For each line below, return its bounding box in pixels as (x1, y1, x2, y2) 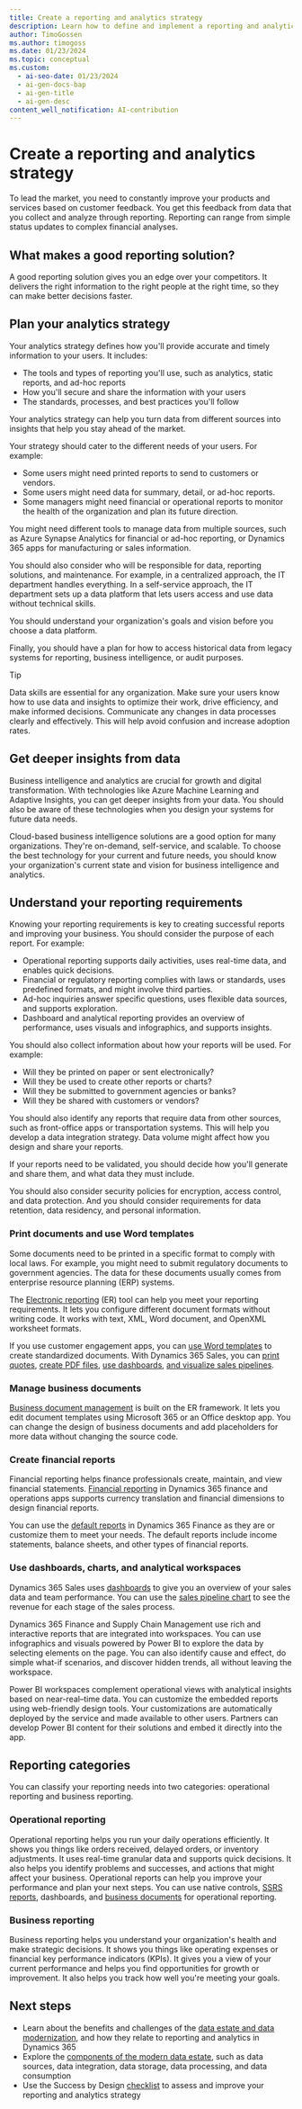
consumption (22, 2070, 72, 2081)
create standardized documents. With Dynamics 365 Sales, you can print (9, 1350, 280, 1360)
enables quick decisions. (22, 965, 115, 976)
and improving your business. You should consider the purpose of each (9, 929, 274, 939)
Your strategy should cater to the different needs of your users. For (9, 440, 258, 451)
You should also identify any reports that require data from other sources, (9, 1113, 281, 1124)
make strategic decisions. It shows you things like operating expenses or (9, 1944, 279, 1955)
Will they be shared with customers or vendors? (22, 1095, 200, 1107)
